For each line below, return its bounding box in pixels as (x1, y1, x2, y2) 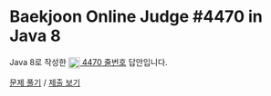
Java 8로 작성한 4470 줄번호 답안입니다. (9, 56, 168, 67)
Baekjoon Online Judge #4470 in (9, 6, 263, 27)
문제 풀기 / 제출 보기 (9, 77, 80, 88)
